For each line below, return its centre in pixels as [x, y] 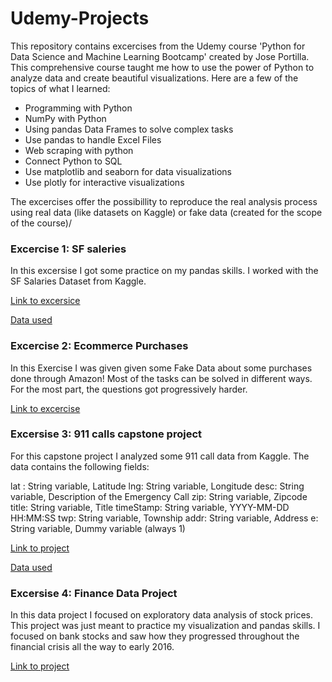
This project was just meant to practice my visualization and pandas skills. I [165, 626]
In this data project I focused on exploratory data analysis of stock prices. [162, 615]
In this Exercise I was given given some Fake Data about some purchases [161, 368]
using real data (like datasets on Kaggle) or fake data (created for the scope [166, 212]
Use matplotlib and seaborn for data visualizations [128, 171]
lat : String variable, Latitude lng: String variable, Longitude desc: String [157, 486]
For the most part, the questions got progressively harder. [129, 389]
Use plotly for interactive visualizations [104, 182]
